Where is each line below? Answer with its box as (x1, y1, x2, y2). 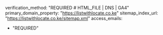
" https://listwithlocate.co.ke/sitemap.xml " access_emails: (5, 15, 123, 21)
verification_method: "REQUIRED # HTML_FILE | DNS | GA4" (5, 5, 130, 10)
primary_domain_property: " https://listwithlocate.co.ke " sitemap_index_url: (5, 10, 159, 16)
